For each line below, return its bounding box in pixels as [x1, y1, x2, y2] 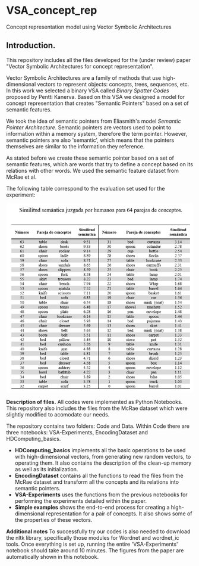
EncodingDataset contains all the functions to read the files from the [14, 472, 184, 480]
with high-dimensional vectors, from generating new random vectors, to [14, 453, 191, 461]
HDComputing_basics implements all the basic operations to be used [14, 447, 186, 454]
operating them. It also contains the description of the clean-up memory [14, 459, 192, 467]
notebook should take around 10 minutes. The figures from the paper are [6, 547, 184, 554]
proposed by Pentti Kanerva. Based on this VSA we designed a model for [6, 93, 185, 100]
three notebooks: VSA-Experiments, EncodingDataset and [6, 429, 149, 436]
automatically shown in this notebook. [6, 553, 99, 561]
